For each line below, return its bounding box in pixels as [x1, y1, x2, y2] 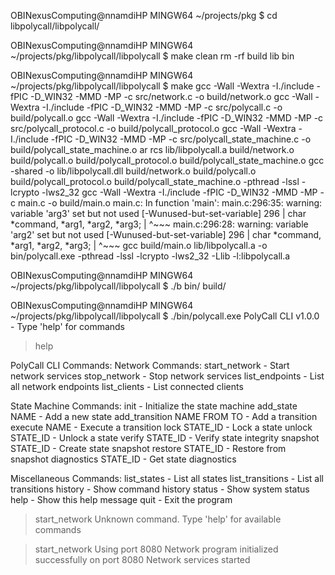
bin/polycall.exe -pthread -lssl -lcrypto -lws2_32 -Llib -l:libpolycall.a [10, 250, 291, 262]
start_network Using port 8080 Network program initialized [34, 543, 279, 555]
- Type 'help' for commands [10, 321, 125, 332]
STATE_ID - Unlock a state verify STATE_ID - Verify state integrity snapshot [10, 432, 320, 444]
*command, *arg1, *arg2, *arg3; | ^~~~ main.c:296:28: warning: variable [10, 218, 309, 230]
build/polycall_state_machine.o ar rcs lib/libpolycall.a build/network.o [10, 144, 295, 155]
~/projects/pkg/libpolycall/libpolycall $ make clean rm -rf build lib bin [10, 50, 295, 62]
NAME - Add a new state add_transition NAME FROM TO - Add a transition [10, 411, 318, 422]
